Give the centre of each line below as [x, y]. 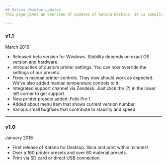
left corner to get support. [39, 93]
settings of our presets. [36, 72]
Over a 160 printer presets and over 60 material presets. [70, 153]
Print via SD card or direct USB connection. [56, 158]
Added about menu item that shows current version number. [74, 104]
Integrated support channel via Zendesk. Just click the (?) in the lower [84, 88]
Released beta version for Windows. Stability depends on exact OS [81, 56]
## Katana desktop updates [33, 10]
